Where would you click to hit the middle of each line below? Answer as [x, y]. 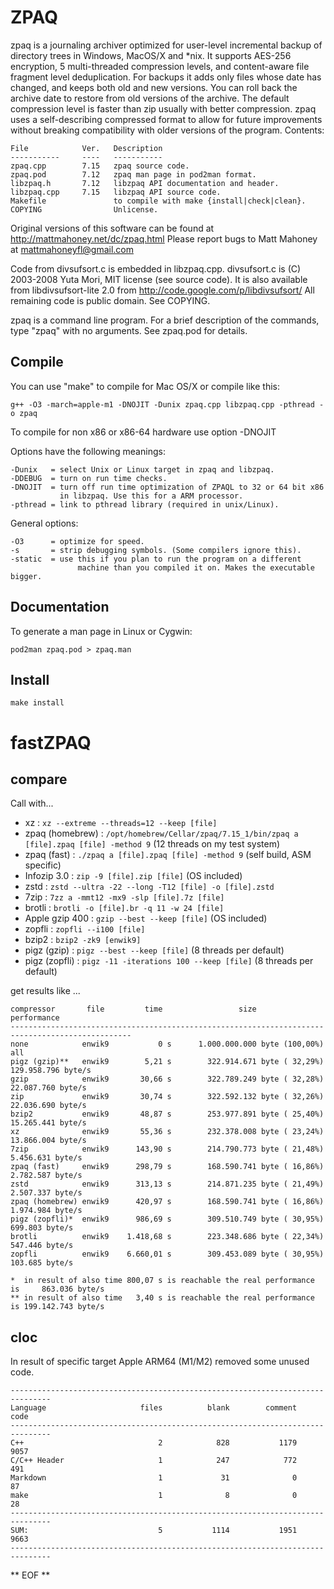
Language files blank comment [154, 1408]
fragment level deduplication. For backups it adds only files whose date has [166, 77]
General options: [44, 523]
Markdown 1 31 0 [154, 1478]
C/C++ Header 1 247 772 [154, 1461]
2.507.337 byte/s [46, 1193]
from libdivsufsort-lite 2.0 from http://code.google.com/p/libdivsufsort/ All [162, 290]
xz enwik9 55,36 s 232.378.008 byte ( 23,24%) [167, 1132]
